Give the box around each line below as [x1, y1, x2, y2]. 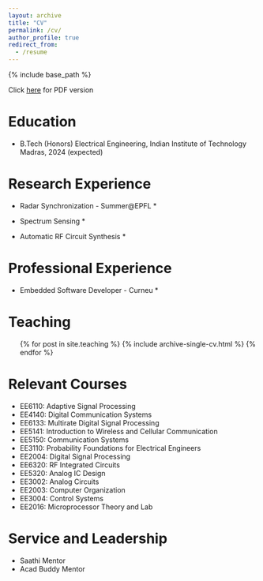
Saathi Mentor [19, 556, 66, 565]
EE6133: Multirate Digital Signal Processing [19, 418, 160, 427]
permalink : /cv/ [8, 26, 62, 34]
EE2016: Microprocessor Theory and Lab [19, 502, 153, 512]
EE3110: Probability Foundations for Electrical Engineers [19, 443, 201, 452]
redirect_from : [8, 41, 58, 49]
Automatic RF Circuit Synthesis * [19, 231, 126, 241]
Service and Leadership [8, 530, 168, 547]
